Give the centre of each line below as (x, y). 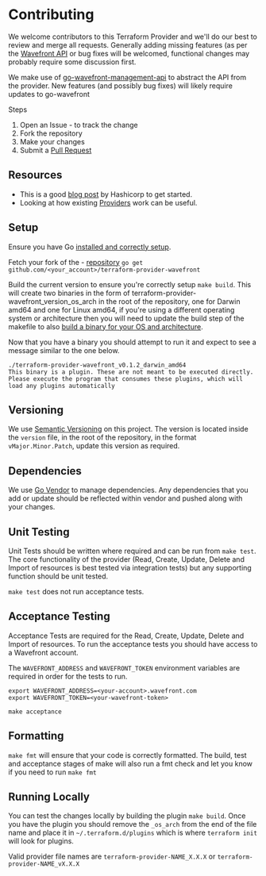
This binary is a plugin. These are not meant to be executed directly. (131, 372)
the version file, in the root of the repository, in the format (102, 437)
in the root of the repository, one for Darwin (169, 301)
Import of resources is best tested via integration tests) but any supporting (130, 568)
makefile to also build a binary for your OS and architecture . (106, 326)
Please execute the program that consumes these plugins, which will (126, 378)
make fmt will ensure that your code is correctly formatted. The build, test (128, 755)
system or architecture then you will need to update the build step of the (126, 318)
